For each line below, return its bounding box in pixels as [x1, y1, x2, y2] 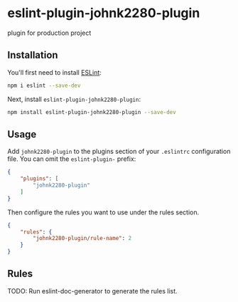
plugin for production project [7, 28, 92, 37]
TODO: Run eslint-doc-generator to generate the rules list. [7, 286, 178, 295]
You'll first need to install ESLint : [7, 68, 102, 76]
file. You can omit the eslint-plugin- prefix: [7, 155, 136, 163]
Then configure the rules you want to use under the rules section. [7, 208, 200, 217]
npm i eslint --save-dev [7, 82, 81, 89]
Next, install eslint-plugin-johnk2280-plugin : [7, 95, 141, 103]
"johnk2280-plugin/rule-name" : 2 [33, 235, 132, 242]
